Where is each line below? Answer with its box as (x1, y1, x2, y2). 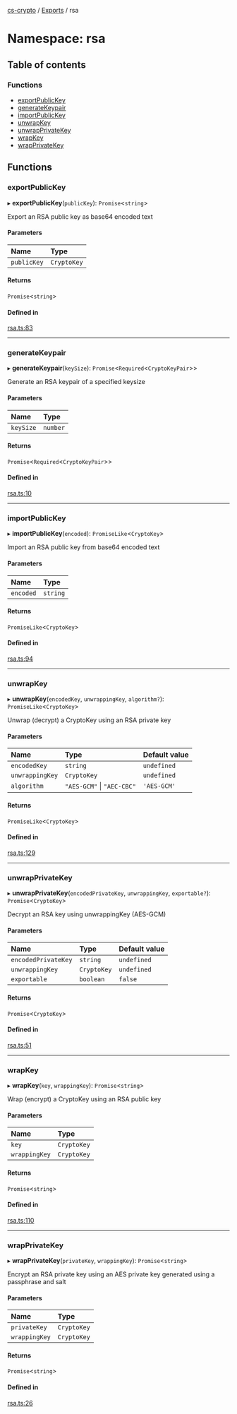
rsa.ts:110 (7, 1216, 35, 1224)
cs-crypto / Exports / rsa (7, 6, 79, 14)
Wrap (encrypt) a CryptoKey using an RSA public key (7, 1095, 162, 1103)
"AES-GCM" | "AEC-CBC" (64, 781, 136, 791)
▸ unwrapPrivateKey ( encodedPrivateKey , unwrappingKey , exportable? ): (7, 889, 211, 897)
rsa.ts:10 (7, 489, 32, 498)
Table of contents (7, 59, 86, 71)
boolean (79, 976, 105, 983)
